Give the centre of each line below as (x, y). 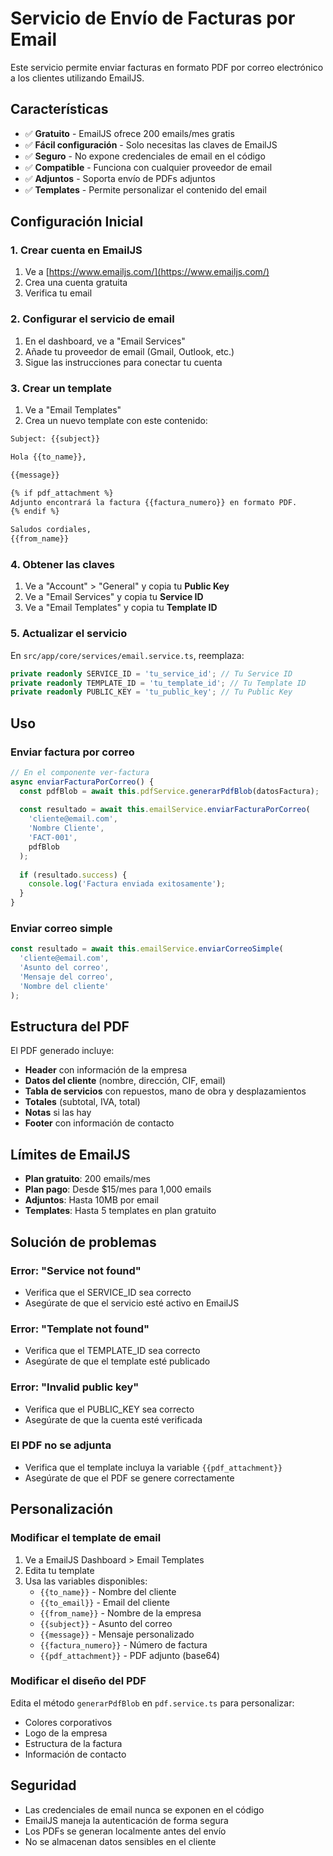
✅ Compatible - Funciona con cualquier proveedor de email (148, 167)
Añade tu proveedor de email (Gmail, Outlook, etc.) (129, 351)
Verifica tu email (58, 293)
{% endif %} (35, 512)
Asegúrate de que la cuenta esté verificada (113, 1419)
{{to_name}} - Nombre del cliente (108, 1591)
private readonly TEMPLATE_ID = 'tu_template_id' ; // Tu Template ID (158, 683)
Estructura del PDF (70, 1026)
